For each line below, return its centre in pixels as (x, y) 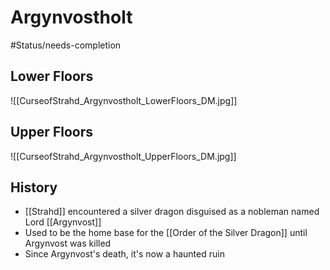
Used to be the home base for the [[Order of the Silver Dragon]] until (166, 233)
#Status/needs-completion (66, 45)
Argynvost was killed (68, 243)
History (34, 187)
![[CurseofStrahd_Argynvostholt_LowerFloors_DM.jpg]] (124, 100)
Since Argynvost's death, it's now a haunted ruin (124, 254)
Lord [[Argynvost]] (63, 222)
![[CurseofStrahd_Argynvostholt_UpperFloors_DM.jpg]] (123, 156)
